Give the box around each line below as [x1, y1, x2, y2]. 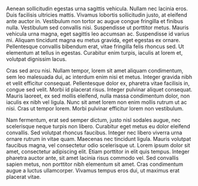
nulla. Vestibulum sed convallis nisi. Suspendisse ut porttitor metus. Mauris [6, 24, 189, 31]
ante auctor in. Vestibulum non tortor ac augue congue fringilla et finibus [6, 18, 184, 24]
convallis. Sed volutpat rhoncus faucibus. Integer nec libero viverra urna [6, 129, 183, 136]
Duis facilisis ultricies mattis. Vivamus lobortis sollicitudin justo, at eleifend [6, 11, 187, 18]
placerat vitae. [6, 174, 41, 180]
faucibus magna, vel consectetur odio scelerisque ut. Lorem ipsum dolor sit [6, 142, 191, 149]
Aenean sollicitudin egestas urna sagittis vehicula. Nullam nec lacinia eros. [6, 5, 188, 12]
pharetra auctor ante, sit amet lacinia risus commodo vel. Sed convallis [6, 155, 179, 161]
